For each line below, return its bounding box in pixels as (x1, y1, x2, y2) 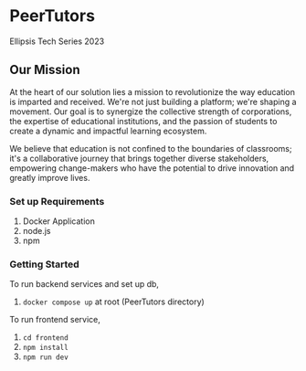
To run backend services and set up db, (9, 279, 160, 290)
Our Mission (9, 62, 80, 78)
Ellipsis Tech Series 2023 (9, 36, 105, 47)
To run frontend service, (9, 314, 100, 325)
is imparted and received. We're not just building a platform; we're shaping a (9, 96, 297, 107)
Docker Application (22, 216, 96, 227)
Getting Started (9, 258, 79, 270)
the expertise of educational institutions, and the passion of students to (9, 115, 278, 126)
